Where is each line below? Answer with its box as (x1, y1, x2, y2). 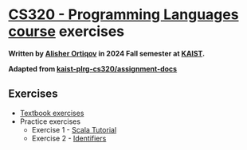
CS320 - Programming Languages (8, 6, 239, 24)
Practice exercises (19, 117, 81, 126)
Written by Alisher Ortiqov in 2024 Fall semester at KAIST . (8, 48, 206, 58)
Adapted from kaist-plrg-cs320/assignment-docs (8, 63, 178, 73)
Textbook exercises (19, 108, 84, 117)
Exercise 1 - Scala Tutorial (31, 125, 117, 134)
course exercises (8, 22, 125, 40)
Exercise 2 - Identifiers (31, 133, 107, 143)
